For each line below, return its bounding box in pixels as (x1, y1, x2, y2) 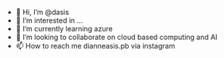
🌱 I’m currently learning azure (15, 24, 113, 33)
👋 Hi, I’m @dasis (15, 8, 70, 16)
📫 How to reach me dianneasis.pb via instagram (15, 42, 176, 50)
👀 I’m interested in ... (15, 16, 83, 25)
